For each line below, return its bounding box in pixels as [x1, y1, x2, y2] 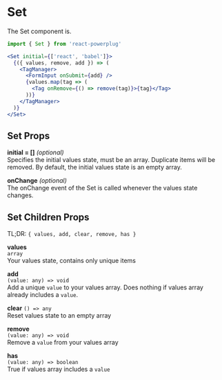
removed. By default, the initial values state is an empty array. [7, 163, 183, 172]
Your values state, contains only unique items [7, 257, 137, 265]
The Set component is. [7, 27, 72, 35]
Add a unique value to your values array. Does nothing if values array [7, 283, 203, 291]
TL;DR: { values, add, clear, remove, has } [7, 230, 137, 238]
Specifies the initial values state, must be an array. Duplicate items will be [7, 156, 216, 164]
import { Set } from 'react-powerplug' [7, 40, 122, 47]
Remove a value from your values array [7, 338, 119, 347]
